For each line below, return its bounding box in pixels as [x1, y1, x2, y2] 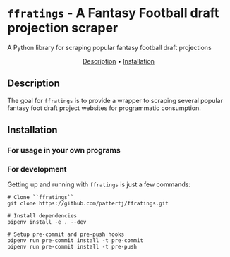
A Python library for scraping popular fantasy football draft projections [7, 43, 212, 52]
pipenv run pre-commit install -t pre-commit [7, 237, 143, 244]
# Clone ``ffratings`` [7, 194, 74, 201]
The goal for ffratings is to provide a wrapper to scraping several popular [7, 96, 224, 104]
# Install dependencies [7, 213, 78, 220]
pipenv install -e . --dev [7, 219, 87, 226]
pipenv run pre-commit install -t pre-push [7, 244, 138, 251]
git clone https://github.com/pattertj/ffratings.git [7, 200, 169, 208]
